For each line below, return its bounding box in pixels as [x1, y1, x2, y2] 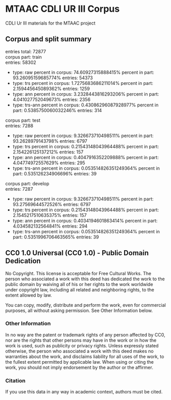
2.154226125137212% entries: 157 [12, 149, 84, 155]
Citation [5, 377, 26, 384]
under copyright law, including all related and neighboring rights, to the [5, 286, 155, 293]
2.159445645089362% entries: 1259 [12, 85, 90, 92]
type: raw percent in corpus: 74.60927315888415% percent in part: [12, 69, 155, 75]
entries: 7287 [5, 186, 33, 192]
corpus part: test [5, 117, 41, 123]
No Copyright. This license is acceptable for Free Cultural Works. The [5, 270, 152, 276]
